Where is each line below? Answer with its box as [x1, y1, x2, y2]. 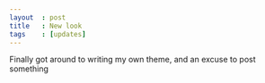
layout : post [9, 12, 66, 22]
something [9, 63, 49, 74]
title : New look [9, 21, 83, 30]
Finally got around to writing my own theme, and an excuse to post [9, 54, 256, 65]
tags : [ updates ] [9, 29, 87, 38]
